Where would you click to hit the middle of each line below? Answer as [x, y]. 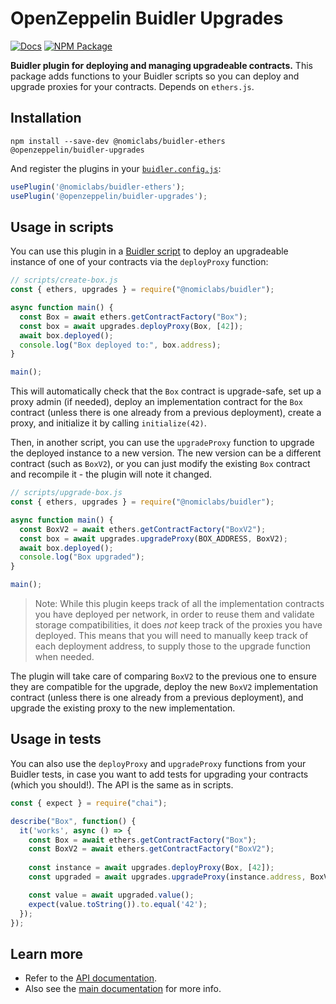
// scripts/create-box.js [64, 280]
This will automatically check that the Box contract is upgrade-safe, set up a [166, 391]
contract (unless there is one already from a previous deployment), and [157, 698]
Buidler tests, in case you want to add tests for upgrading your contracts [159, 774]
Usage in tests [56, 739]
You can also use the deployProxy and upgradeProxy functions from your [158, 763]
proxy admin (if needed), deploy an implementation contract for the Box [156, 402]
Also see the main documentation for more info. [123, 989]
